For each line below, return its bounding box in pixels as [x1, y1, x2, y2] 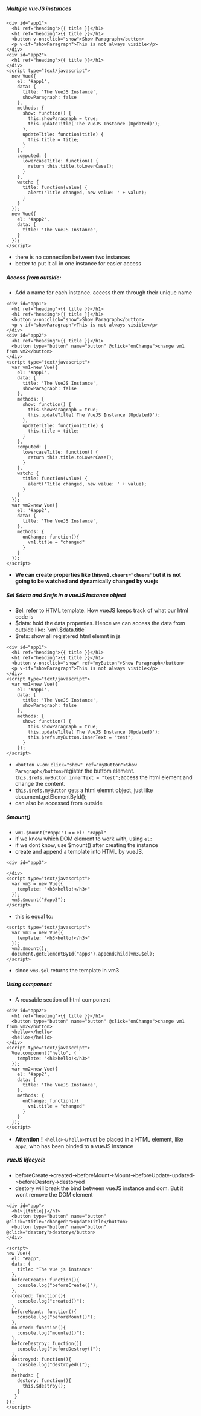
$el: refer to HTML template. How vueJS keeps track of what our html [14, 607, 188, 614]
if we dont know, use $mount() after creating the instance [14, 841, 158, 848]
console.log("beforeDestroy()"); [17, 1346, 101, 1352]
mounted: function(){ [11, 1325, 66, 1331]
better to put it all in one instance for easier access [14, 259, 142, 267]
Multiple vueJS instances [6, 5, 72, 12]
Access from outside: [6, 273, 62, 281]
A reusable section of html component [14, 996, 110, 1003]
